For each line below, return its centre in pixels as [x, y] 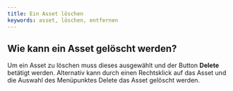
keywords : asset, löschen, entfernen [63, 20]
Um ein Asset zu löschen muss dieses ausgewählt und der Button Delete [113, 65]
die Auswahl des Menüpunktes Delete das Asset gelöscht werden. [103, 80]
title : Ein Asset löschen [45, 14]
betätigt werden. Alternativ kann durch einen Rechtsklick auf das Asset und [117, 73]
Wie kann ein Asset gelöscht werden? [92, 49]
